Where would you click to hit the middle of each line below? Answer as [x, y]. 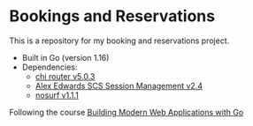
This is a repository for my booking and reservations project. [119, 41]
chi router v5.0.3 [65, 76]
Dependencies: [50, 67]
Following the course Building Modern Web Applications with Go [126, 112]
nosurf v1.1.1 [57, 95]
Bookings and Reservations [112, 16]
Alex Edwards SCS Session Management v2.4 [119, 85]
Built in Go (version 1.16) [65, 57]
